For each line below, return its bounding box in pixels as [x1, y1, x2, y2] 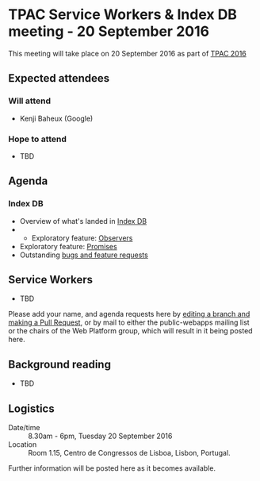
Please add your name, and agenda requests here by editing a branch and [8, 310, 250, 319]
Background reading [8, 357, 111, 371]
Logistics [8, 402, 55, 415]
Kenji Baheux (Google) [19, 114, 94, 123]
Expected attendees [8, 71, 109, 85]
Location [8, 440, 37, 449]
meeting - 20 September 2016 [8, 22, 210, 40]
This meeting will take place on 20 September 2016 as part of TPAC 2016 [8, 48, 247, 58]
